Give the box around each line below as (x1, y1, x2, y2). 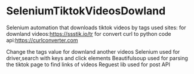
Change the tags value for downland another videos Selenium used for (6, 48, 180, 55)
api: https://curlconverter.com (6, 36, 78, 44)
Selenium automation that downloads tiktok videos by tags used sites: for (6, 24, 186, 31)
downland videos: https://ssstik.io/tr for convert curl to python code (6, 30, 171, 37)
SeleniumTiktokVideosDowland (6, 4, 166, 18)
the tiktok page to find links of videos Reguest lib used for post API (6, 61, 170, 68)
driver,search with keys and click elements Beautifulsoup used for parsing (6, 54, 188, 61)
